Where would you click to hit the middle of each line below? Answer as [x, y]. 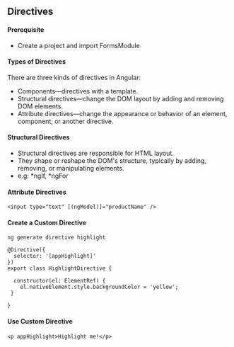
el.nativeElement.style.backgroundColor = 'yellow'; [99, 287]
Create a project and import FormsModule [78, 45]
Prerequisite [26, 29]
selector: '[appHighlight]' [55, 256]
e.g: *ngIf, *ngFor [43, 176]
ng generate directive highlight [57, 238]
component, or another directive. [65, 121]
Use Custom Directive [40, 321]
